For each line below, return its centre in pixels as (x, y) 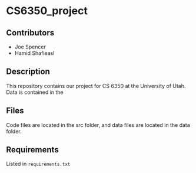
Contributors (30, 33)
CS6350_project (47, 11)
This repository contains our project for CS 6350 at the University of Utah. (96, 86)
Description (28, 72)
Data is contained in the (35, 92)
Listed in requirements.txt (38, 164)
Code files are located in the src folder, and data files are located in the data (98, 125)
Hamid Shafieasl (34, 53)
